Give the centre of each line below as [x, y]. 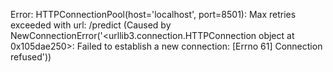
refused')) [31, 57]
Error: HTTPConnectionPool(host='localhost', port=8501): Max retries [153, 14]
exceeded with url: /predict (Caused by [91, 25]
